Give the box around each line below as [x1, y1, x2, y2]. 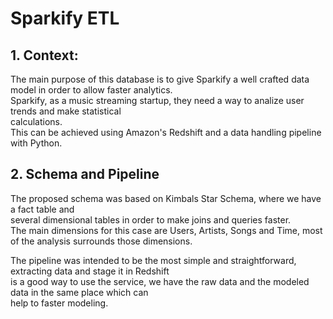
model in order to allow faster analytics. [10, 84, 173, 96]
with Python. [10, 137, 63, 149]
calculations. [10, 116, 63, 127]
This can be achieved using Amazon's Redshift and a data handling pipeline [10, 127, 322, 138]
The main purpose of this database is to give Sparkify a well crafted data [10, 73, 310, 85]
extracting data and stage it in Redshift [10, 265, 170, 277]
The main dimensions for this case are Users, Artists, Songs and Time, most [10, 224, 323, 236]
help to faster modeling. [10, 297, 109, 309]
